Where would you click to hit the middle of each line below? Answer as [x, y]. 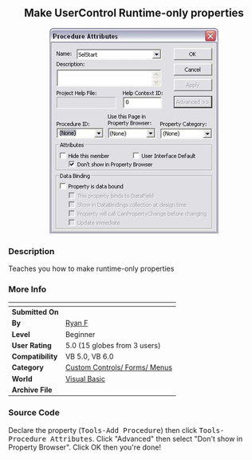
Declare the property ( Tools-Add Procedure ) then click [103, 430]
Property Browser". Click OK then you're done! [85, 447]
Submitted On [35, 312]
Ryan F [77, 323]
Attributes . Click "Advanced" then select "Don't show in [147, 438]
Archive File [32, 390]
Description [31, 251]
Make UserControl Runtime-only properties [134, 13]
